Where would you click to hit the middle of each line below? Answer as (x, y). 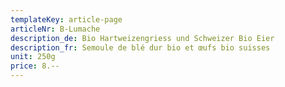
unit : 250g (33, 57)
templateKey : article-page (66, 19)
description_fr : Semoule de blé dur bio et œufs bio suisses (140, 47)
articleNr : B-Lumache (55, 29)
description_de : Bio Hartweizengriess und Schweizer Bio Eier (142, 38)
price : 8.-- (35, 66)
